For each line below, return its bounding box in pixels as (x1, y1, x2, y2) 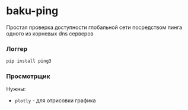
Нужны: (6, 86, 26, 93)
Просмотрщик (6, 72, 50, 80)
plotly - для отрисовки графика (14, 97, 96, 104)
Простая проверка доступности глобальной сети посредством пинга (6, 24, 183, 31)
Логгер (6, 44, 28, 53)
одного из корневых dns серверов (6, 30, 94, 37)
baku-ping (6, 4, 59, 18)
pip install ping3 (6, 58, 52, 64)
